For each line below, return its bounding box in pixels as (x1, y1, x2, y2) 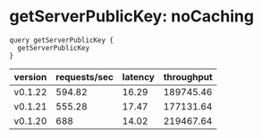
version (13, 70, 47, 83)
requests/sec (55, 70, 114, 83)
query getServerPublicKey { (9, 36, 114, 45)
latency (122, 70, 155, 83)
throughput (163, 70, 213, 83)
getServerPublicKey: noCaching (9, 6, 255, 27)
